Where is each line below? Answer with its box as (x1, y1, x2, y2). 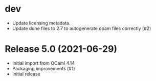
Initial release (12, 71, 40, 77)
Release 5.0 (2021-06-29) (5, 43, 118, 55)
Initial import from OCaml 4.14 (12, 60, 75, 66)
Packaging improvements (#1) (12, 65, 75, 71)
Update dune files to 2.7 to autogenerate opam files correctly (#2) (12, 25, 151, 31)
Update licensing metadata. (12, 20, 71, 26)
